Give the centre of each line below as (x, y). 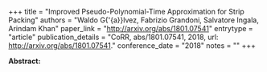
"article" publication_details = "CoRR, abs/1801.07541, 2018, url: (113, 37)
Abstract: (25, 61)
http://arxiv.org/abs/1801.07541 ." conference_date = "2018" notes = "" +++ (132, 46)
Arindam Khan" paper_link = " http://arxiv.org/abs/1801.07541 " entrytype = (131, 28)
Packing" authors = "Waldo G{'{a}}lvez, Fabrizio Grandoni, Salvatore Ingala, (133, 20)
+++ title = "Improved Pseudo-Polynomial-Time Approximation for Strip (127, 12)
